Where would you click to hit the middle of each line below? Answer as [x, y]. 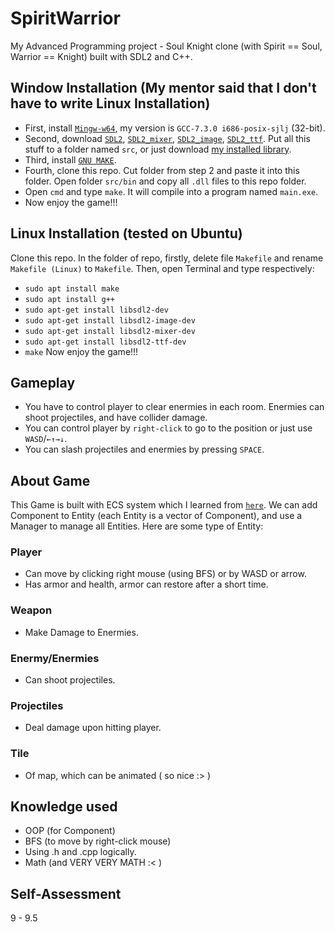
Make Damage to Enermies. [81, 632]
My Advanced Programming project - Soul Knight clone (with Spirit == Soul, [166, 46]
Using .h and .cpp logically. [80, 852]
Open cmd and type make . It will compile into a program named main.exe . [171, 191]
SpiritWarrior [65, 18]
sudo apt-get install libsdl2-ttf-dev [105, 342]
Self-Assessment [66, 893]
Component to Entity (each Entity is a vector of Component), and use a [156, 516]
